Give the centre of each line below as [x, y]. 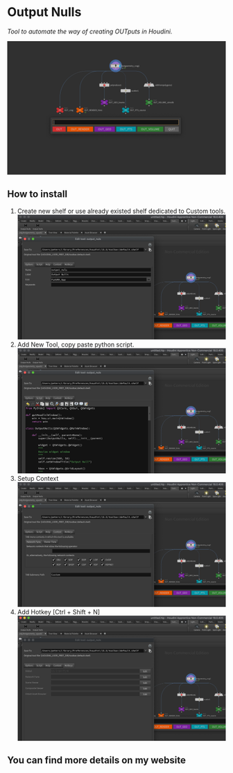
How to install [37, 194]
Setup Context [38, 478]
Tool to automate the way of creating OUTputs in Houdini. [90, 31]
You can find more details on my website [96, 760]
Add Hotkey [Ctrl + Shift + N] [59, 612]
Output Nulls [44, 12]
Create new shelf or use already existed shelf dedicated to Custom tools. [121, 211]
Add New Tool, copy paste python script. [76, 344]
